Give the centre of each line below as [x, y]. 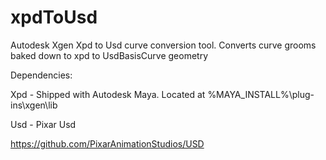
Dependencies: [41, 75]
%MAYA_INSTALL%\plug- [261, 94]
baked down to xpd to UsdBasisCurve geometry [109, 55]
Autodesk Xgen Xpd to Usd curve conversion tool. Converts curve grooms [163, 45]
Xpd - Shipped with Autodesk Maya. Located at [108, 94]
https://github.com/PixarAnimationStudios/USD [107, 143]
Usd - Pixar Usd [43, 124]
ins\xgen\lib [34, 105]
